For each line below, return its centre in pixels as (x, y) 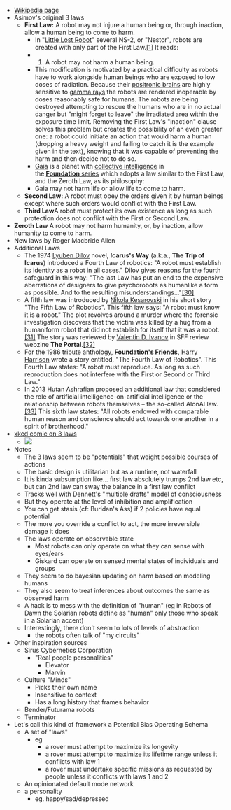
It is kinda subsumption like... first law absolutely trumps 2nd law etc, (124, 479)
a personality (43, 791)
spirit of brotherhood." (56, 426)
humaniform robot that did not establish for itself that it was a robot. (122, 329)
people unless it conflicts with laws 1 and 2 (107, 776)
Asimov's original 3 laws (49, 17)
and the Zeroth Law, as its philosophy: (90, 181)
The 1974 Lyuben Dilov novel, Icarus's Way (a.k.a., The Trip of (114, 255)
